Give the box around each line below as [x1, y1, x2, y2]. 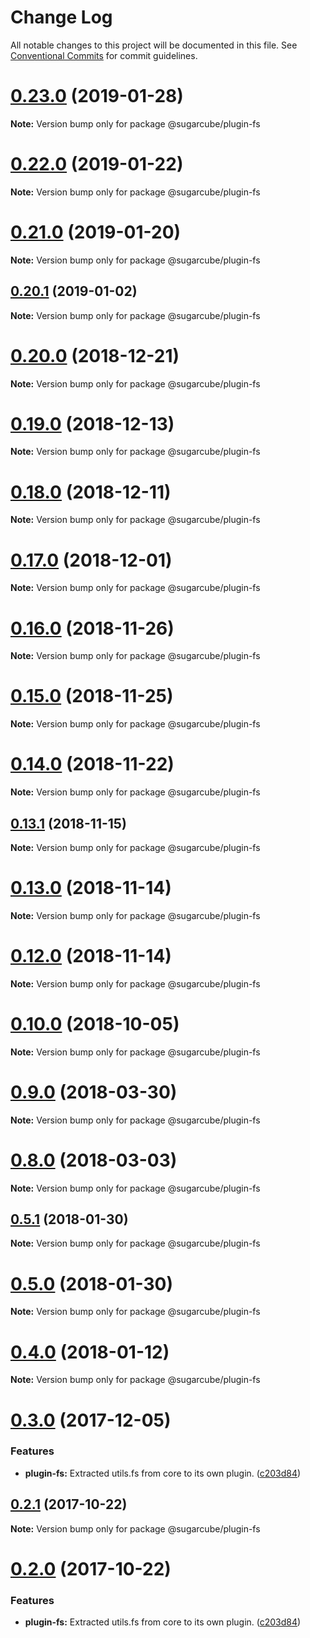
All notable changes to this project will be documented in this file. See [10, 39, 298, 51]
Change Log [10, 6, 113, 29]
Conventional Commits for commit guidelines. [10, 49, 198, 61]
